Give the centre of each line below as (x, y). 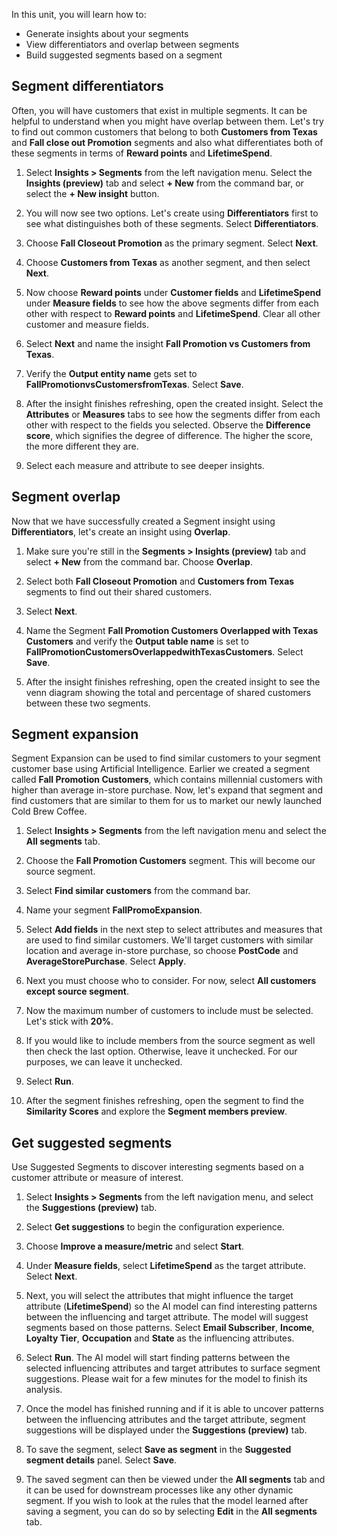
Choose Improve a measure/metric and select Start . (135, 1246)
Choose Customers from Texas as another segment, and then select (168, 262)
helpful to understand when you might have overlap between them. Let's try (167, 121)
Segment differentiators (87, 86)
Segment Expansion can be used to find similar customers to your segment (166, 758)
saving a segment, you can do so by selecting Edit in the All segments (171, 1511)
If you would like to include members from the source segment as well (170, 1041)
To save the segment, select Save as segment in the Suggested (158, 1450)
